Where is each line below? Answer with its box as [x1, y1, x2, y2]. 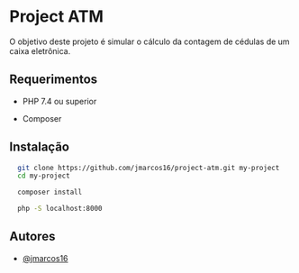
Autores [9, 229, 56, 244]
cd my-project [17, 171, 70, 181]
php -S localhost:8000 [17, 205, 103, 214]
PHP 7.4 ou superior [22, 96, 97, 106]
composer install [17, 187, 83, 197]
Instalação [9, 140, 70, 155]
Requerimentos [9, 72, 98, 87]
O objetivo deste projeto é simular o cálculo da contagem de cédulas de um [9, 36, 290, 47]
